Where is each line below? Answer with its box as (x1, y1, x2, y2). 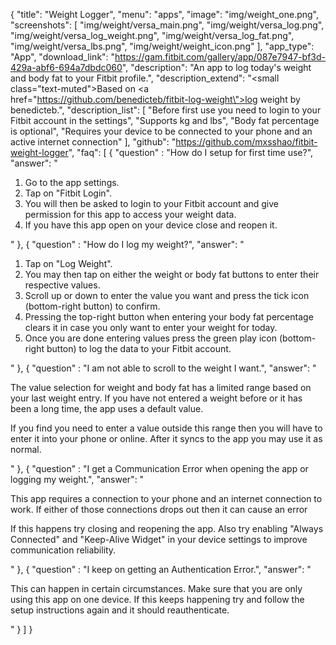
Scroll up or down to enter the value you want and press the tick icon (24, 290, 310, 301)
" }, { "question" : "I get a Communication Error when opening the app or (10, 463, 309, 474)
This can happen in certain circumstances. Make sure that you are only (10, 583, 303, 594)
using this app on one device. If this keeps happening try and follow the (10, 594, 305, 605)
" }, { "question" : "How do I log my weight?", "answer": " (10, 239, 245, 250)
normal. (10, 444, 42, 455)
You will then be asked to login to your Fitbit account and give (24, 198, 280, 209)
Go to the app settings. (24, 177, 120, 188)
